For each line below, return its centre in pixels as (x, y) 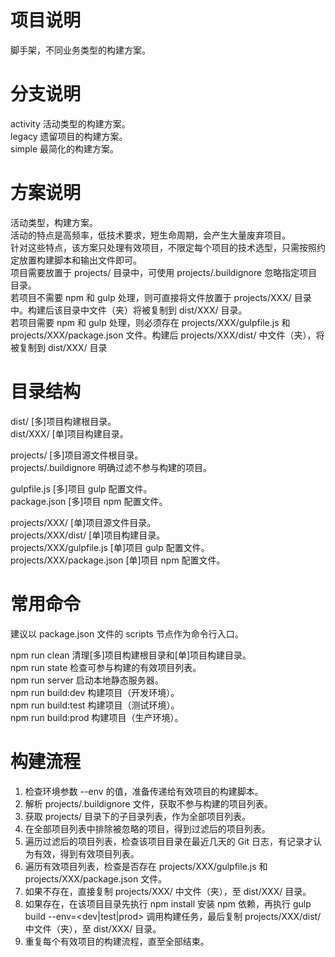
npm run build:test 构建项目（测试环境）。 (95, 705)
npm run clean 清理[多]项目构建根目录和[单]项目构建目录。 (131, 655)
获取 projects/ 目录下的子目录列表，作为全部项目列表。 (138, 816)
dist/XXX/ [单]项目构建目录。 (69, 433)
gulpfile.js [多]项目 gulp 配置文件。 (81, 488)
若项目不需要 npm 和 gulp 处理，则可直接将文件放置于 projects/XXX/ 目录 (161, 297)
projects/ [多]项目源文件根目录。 (77, 455)
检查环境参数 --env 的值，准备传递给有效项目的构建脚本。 (144, 791)
